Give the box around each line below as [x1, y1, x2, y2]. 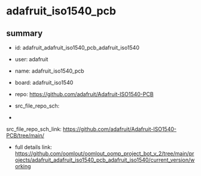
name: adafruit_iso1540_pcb [14, 67, 85, 74]
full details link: [14, 144, 53, 151]
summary [6, 28, 43, 38]
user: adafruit [14, 56, 48, 62]
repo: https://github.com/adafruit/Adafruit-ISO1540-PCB [14, 91, 154, 97]
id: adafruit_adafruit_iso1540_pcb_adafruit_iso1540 [14, 44, 139, 51]
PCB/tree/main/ [6, 132, 45, 139]
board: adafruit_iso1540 [14, 79, 74, 86]
